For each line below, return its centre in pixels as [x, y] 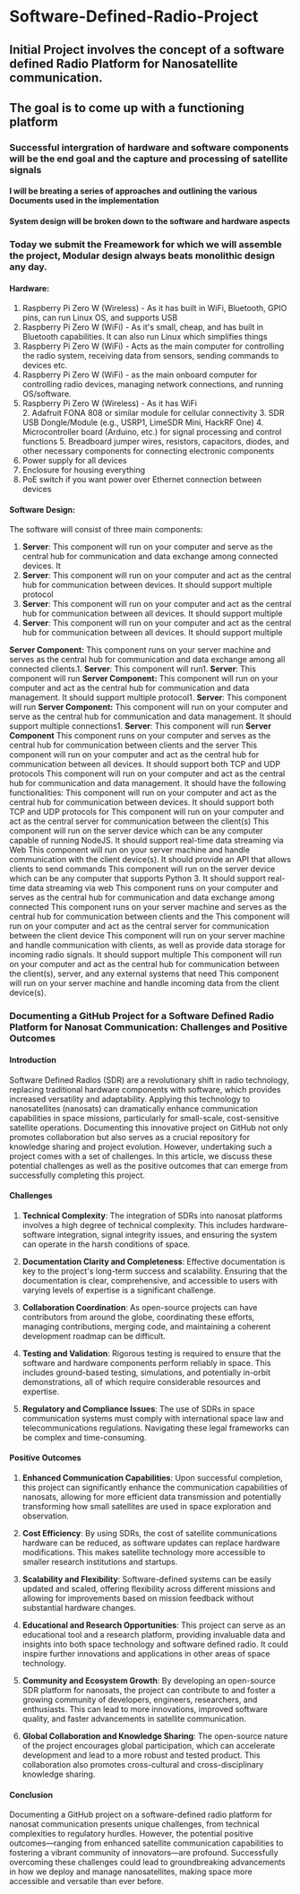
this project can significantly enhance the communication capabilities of [155, 1487]
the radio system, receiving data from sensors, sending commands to [150, 356]
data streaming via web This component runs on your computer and [153, 888]
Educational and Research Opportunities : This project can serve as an [154, 1625]
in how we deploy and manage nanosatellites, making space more [131, 1872]
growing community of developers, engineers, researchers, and [140, 1699]
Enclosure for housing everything [84, 470]
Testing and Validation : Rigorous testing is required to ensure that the [151, 1353]
